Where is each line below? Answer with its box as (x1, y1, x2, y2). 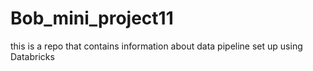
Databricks (10, 50, 55, 62)
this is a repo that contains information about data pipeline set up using (10, 40, 303, 52)
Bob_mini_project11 (10, 7, 174, 30)
